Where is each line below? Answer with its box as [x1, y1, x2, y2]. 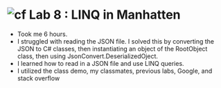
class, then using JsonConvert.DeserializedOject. [17, 52, 158, 60]
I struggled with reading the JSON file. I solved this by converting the [17, 37, 215, 45]
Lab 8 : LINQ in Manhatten [28, 7, 182, 23]
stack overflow [17, 73, 60, 82]
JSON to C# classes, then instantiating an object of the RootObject [17, 44, 208, 53]
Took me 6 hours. [17, 30, 68, 38]
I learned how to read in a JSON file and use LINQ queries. [17, 59, 185, 67]
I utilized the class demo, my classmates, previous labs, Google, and [17, 67, 213, 75]
